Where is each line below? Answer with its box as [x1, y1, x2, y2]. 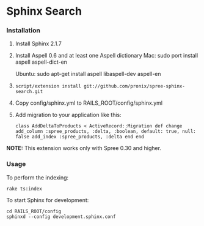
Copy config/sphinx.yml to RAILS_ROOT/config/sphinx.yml [15, 99, 163, 107]
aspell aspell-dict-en [15, 58, 67, 66]
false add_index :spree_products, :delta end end [15, 134, 145, 140]
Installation [6, 26, 41, 35]
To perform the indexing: [6, 173, 69, 181]
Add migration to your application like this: [15, 111, 122, 119]
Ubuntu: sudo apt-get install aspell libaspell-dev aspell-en [15, 70, 161, 78]
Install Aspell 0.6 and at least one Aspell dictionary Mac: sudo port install [15, 52, 199, 59]
